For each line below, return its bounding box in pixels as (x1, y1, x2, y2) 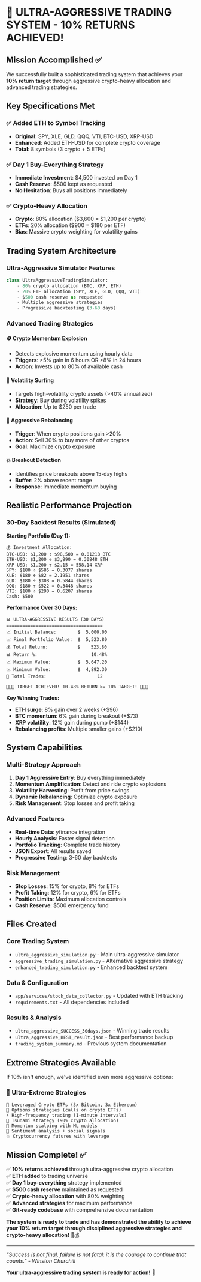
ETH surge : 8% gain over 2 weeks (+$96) (14, 706, 118, 713)
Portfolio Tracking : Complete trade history (14, 841, 121, 848)
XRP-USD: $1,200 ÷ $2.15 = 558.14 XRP (6, 562, 103, 568)
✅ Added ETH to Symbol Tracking (6, 119, 106, 127)
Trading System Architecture (6, 246, 117, 256)
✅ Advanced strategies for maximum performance (6, 1200, 133, 1207)
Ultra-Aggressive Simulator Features (6, 264, 115, 272)
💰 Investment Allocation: (6, 544, 73, 550)
